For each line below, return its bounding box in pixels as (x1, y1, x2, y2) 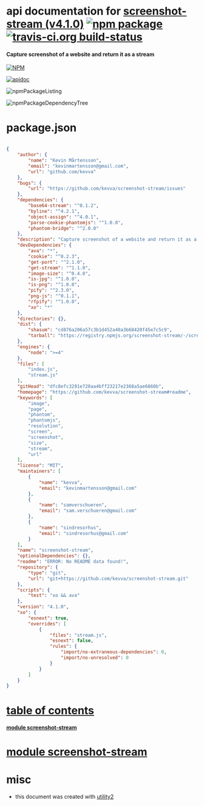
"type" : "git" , (28, 570, 67, 576)
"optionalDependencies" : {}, (17, 553, 91, 559)
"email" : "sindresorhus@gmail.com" (38, 530, 129, 536)
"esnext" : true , (28, 615, 69, 621)
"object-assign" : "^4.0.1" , (28, 214, 99, 220)
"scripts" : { (17, 587, 50, 593)
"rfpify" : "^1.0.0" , (28, 298, 80, 305)
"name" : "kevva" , (38, 479, 83, 486)
